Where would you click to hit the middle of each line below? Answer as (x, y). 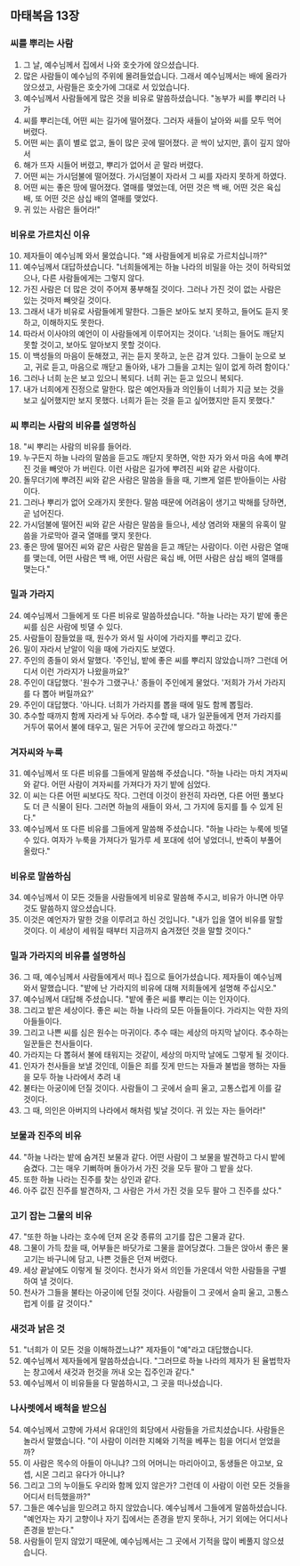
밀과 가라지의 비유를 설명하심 (68, 956)
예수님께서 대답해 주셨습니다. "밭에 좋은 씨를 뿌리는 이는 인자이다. (136, 999)
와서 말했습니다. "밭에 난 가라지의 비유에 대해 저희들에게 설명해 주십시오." (150, 988)
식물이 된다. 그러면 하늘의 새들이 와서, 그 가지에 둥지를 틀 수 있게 (162, 806)
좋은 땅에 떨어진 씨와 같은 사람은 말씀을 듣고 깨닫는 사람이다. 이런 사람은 (147, 547)
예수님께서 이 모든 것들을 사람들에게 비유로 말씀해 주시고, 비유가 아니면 (145, 897)
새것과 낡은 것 (38, 1328)
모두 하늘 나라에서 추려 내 (77, 1077)
